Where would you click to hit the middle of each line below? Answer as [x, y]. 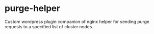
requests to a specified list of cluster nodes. [49, 26]
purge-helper [32, 8]
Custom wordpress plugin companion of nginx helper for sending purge [77, 22]
